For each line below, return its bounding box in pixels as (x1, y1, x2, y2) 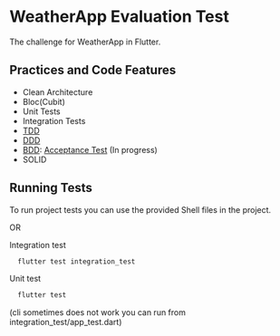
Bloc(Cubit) (22, 96, 66, 107)
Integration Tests (22, 115, 86, 126)
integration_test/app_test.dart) (9, 317, 122, 328)
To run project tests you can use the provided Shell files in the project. (9, 204, 272, 215)
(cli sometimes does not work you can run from (9, 307, 186, 318)
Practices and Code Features (9, 62, 177, 78)
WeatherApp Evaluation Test (9, 6, 229, 27)
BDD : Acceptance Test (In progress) (22, 144, 159, 155)
